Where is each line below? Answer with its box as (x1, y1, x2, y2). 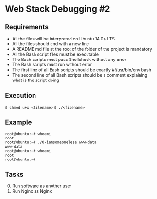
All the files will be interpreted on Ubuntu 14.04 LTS (12, 36, 115, 41)
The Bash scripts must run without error (12, 62, 92, 67)
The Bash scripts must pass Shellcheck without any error (12, 57, 127, 62)
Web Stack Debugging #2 (5, 3, 110, 15)
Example (5, 119, 32, 127)
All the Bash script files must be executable (12, 51, 99, 57)
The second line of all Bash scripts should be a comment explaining (12, 72, 148, 78)
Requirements (5, 23, 49, 31)
